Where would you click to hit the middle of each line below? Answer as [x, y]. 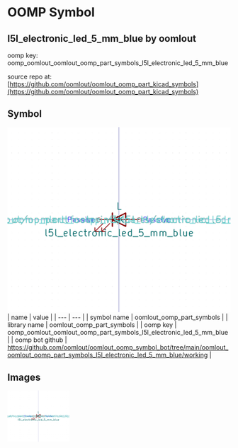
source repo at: [29, 76]
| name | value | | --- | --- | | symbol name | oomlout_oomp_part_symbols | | [118, 317]
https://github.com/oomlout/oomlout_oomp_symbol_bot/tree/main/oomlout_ [118, 348]
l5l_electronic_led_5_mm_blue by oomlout [102, 39]
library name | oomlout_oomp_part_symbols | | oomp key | [92, 325]
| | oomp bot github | [37, 340]
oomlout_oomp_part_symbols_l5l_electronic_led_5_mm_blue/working [108, 355]
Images [24, 377]
